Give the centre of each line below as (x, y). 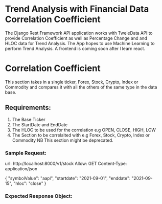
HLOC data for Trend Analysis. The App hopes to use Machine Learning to (80, 43)
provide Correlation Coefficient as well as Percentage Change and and (76, 38)
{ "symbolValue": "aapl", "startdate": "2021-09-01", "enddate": (68, 178)
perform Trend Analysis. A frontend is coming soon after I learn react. (75, 48)
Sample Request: (26, 153)
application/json (21, 169)
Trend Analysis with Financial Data (77, 9)
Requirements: (28, 108)
